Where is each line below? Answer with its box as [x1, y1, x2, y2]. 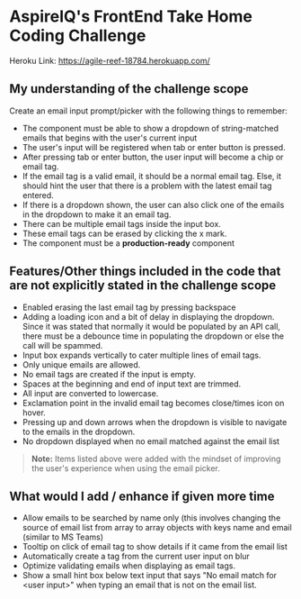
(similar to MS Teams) [22, 531, 104, 542]
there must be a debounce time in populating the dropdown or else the [22, 331, 285, 341]
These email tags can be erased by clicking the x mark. [22, 228, 227, 239]
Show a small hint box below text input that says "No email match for [22, 570, 277, 581]
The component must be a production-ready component [22, 237, 235, 249]
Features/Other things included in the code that [9, 264, 281, 279]
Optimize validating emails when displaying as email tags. [22, 560, 236, 571]
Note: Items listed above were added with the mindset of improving [31, 453, 281, 464]
